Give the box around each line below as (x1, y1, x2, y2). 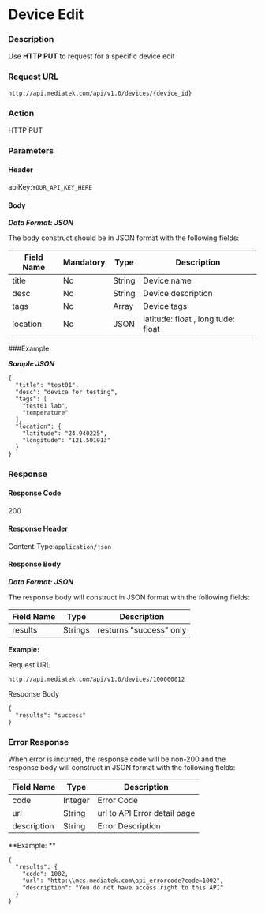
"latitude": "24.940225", (22, 430, 108, 438)
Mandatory (62, 257, 106, 268)
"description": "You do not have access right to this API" (22, 884, 224, 892)
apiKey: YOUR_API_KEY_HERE (8, 182, 93, 192)
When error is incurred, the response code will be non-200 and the (8, 754, 226, 764)
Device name (143, 275, 192, 286)
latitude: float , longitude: (143, 314, 235, 325)
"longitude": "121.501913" (22, 437, 111, 445)
